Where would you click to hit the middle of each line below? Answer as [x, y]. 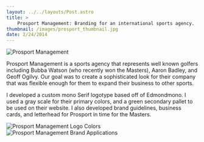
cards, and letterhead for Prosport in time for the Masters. [79, 115]
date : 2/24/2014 [27, 35]
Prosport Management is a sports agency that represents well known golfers [102, 64]
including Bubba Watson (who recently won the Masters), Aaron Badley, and [102, 70]
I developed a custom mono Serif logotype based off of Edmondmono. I [96, 95]
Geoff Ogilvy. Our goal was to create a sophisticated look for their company [101, 77]
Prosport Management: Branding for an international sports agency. [106, 23]
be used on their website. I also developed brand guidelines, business [94, 108]
